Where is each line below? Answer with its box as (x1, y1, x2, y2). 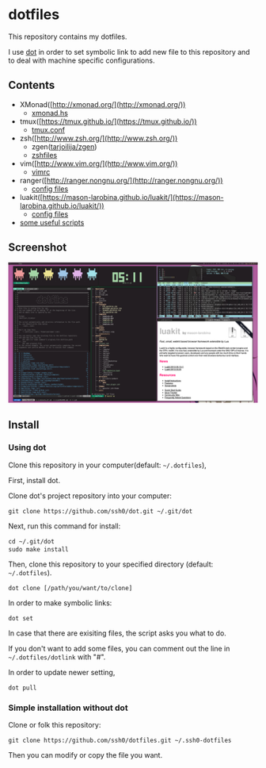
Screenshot (8, 240, 67, 255)
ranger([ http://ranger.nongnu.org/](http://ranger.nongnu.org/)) (19, 175, 223, 185)
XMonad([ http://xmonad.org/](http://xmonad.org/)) (19, 99, 186, 109)
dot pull (8, 684, 37, 692)
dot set (8, 614, 34, 622)
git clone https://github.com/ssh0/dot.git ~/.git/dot (8, 507, 193, 515)
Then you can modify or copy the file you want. (8, 751, 163, 760)
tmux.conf (31, 125, 66, 134)
